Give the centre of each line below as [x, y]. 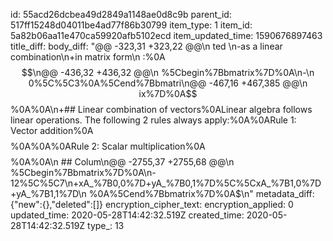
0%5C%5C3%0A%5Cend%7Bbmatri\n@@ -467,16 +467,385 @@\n [168, 83]
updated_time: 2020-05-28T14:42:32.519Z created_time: [127, 215]
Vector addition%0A [52, 130]
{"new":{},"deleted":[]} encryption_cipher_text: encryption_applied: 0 [152, 204]
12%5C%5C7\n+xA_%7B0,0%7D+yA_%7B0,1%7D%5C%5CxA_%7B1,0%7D [166, 183]
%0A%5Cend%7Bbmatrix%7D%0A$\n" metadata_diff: [201, 193]
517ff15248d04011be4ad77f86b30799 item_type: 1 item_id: [131, 25]
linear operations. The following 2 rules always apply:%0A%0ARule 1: [153, 120]
